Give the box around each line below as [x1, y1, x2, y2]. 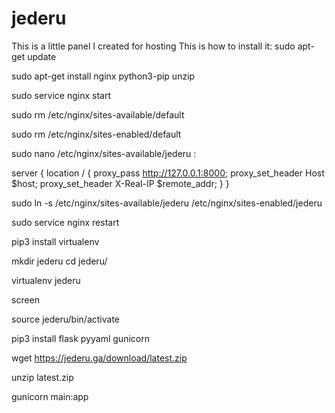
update [27, 50, 57, 62]
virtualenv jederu [11, 274, 81, 286]
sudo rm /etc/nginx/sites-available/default [11, 108, 185, 121]
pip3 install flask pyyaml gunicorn [11, 332, 150, 344]
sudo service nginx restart [11, 216, 120, 228]
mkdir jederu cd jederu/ [11, 255, 108, 267]
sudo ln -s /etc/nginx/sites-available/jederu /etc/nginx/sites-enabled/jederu [11, 197, 323, 209]
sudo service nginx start [11, 89, 112, 101]
